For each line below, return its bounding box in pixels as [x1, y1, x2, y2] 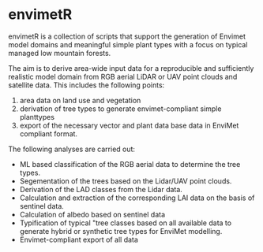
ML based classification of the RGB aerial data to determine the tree [19, 159, 241, 169]
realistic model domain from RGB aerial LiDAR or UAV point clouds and [8, 72, 238, 81]
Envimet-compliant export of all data [19, 235, 138, 244]
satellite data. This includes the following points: [8, 80, 165, 90]
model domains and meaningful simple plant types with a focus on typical [8, 39, 248, 49]
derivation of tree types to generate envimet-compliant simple [19, 104, 222, 113]
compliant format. [19, 128, 77, 139]
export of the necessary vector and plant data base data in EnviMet [19, 120, 239, 130]
